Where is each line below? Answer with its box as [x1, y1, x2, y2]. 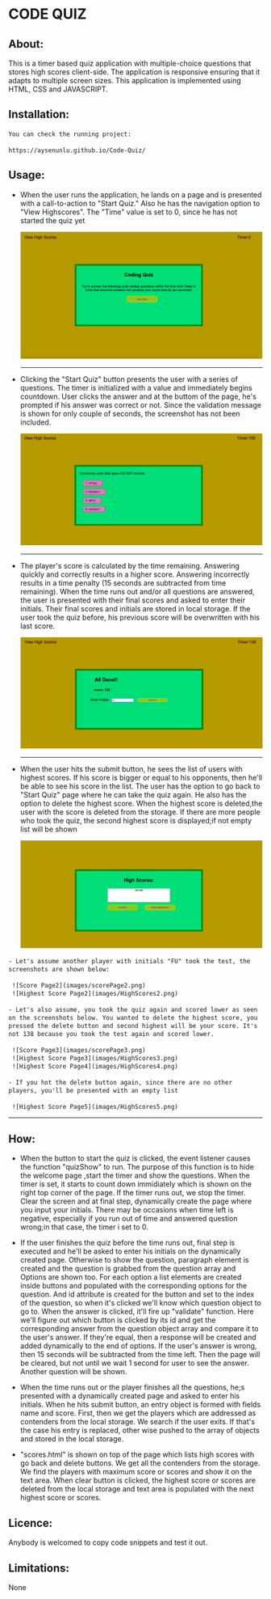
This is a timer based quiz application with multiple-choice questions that [8, 58, 252, 68]
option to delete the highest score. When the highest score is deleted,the [19, 798, 263, 808]
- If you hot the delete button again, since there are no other [8, 1078, 232, 1086]
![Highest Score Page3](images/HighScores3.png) [11, 1054, 179, 1062]
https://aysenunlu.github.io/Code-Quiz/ [8, 146, 147, 154]
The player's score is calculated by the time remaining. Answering [19, 561, 240, 571]
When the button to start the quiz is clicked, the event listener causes [19, 1153, 251, 1163]
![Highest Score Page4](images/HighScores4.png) [11, 1062, 179, 1070]
